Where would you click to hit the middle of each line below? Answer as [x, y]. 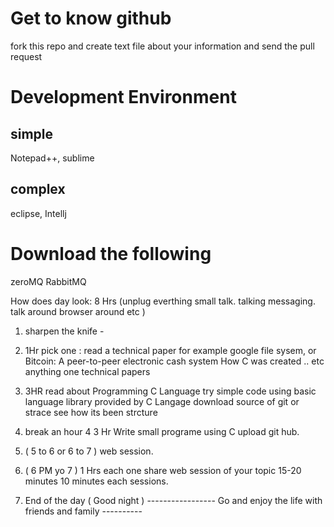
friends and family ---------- [83, 511]
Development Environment [123, 97]
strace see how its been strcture [91, 412]
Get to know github [91, 18]
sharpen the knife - [64, 331]
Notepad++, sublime [52, 158]
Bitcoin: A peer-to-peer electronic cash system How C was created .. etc [174, 361]
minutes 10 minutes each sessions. [96, 481]
